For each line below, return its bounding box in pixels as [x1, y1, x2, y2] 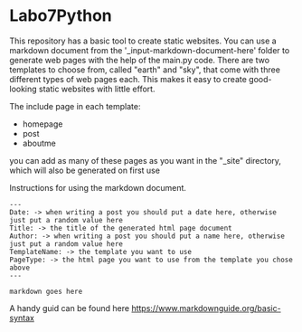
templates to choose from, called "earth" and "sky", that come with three [9, 64, 280, 75]
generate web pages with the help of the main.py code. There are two [9, 54, 269, 65]
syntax [9, 312, 34, 323]
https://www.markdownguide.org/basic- [130, 302, 282, 313]
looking [9, 83, 38, 94]
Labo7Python [9, 5, 113, 26]
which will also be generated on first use [9, 165, 161, 175]
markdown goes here [9, 287, 83, 296]
